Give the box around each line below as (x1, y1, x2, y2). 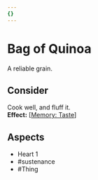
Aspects (7, 131, 45, 143)
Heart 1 (17, 150, 38, 159)
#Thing (17, 165, 38, 174)
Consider (7, 84, 49, 96)
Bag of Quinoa (7, 40, 92, 56)
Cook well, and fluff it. (7, 103, 71, 112)
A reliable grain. (7, 64, 52, 73)
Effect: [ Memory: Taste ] (7, 111, 77, 119)
